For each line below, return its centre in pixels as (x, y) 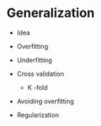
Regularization (38, 115)
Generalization (50, 13)
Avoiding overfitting (45, 101)
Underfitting (34, 60)
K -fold (37, 87)
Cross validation (40, 74)
